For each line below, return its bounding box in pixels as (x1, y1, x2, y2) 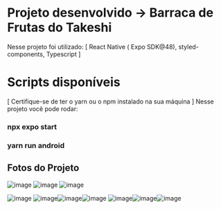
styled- (178, 42, 200, 51)
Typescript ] (46, 50, 81, 58)
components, (7, 50, 45, 58)
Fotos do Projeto (7, 162, 80, 174)
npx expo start (7, 122, 58, 131)
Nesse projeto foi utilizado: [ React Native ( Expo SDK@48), (7, 42, 177, 51)
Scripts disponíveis (7, 74, 121, 90)
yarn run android (7, 140, 64, 150)
